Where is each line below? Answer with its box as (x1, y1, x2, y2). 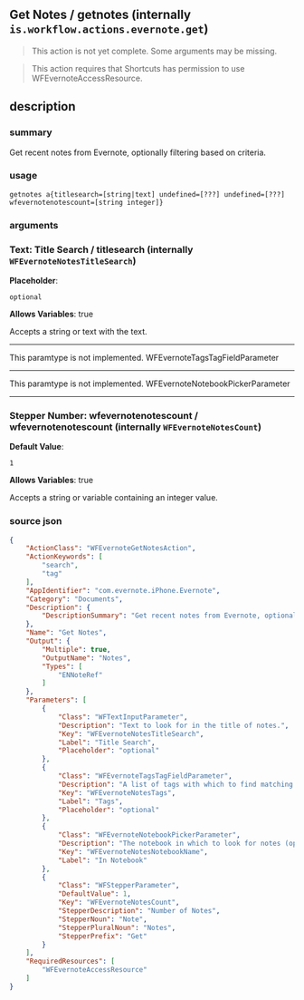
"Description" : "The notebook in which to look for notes (57, 839, 281, 849)
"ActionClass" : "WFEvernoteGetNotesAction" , (25, 544, 196, 553)
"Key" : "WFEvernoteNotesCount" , (57, 898, 180, 908)
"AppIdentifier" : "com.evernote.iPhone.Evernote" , (25, 586, 221, 595)
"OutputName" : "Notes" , (42, 653, 131, 663)
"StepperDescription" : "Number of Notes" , (57, 907, 221, 916)
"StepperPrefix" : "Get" (57, 931, 147, 941)
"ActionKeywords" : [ (25, 552, 103, 561)
